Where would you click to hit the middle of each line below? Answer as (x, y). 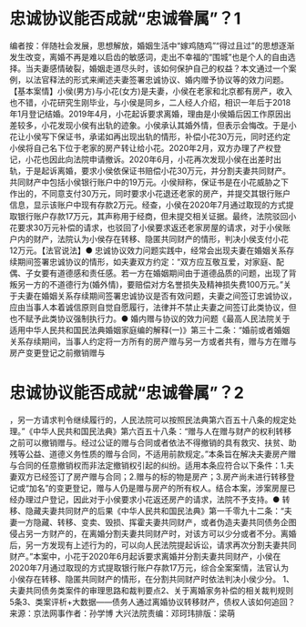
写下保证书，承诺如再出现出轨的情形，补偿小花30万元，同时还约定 (166, 137)
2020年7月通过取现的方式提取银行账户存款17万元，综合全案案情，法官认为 (149, 567)
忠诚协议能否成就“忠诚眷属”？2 (127, 393)
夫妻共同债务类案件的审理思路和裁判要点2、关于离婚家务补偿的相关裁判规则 (152, 590)
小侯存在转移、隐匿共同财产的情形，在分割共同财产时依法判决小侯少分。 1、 (152, 579)
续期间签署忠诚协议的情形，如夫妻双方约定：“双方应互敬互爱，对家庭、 (143, 261)
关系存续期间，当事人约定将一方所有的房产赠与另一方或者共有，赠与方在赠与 (153, 341)
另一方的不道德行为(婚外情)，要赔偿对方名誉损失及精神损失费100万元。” (150, 284)
